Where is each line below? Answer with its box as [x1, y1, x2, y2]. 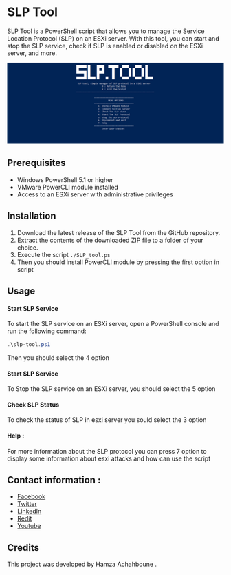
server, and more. [7, 49, 57, 57]
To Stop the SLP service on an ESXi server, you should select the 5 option [7, 385, 216, 393]
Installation [7, 210, 56, 222]
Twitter [16, 500, 38, 508]
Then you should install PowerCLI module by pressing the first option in [16, 258, 220, 266]
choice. [16, 243, 39, 252]
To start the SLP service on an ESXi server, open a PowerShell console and [7, 320, 219, 328]
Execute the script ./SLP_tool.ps [16, 250, 111, 259]
